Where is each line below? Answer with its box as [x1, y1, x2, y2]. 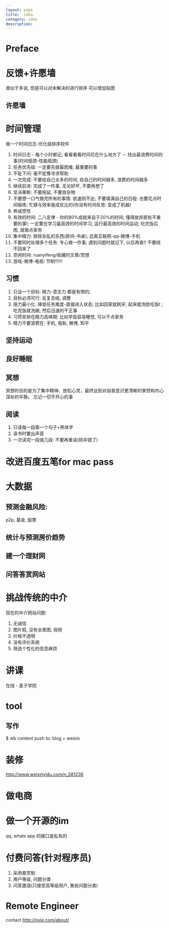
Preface [6, 43, 39, 54]
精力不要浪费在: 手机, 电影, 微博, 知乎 [13, 320, 89, 326]
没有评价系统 [13, 639, 40, 645]
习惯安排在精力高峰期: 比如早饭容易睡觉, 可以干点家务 [13, 313, 124, 319]
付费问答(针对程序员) [6, 852, 92, 864]
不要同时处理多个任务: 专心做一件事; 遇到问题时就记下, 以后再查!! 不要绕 [13, 239, 161, 245]
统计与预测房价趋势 [6, 533, 65, 541]
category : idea [6, 17, 38, 22]
